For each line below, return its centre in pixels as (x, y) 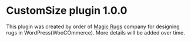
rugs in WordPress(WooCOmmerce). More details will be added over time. (95, 32)
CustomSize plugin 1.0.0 (67, 11)
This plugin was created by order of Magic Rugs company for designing (93, 26)
